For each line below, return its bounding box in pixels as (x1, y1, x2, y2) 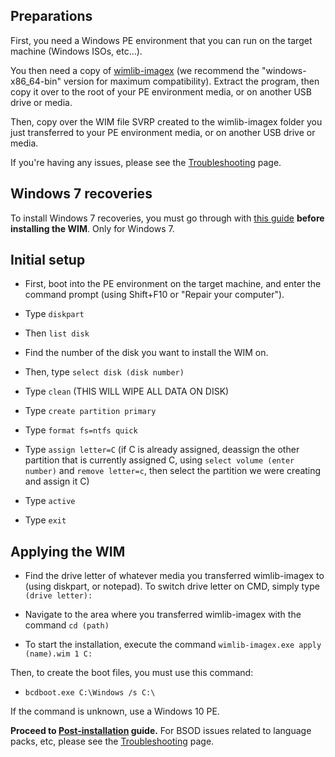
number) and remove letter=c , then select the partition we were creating (24, 465, 322, 477)
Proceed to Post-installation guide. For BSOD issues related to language (10, 725, 312, 737)
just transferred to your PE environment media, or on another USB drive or (10, 126, 316, 138)
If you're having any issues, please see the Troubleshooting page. (10, 156, 282, 168)
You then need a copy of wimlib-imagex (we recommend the (10, 64, 260, 76)
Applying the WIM (10, 543, 126, 560)
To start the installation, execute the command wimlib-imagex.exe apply (24, 639, 322, 651)
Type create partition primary (24, 405, 157, 417)
